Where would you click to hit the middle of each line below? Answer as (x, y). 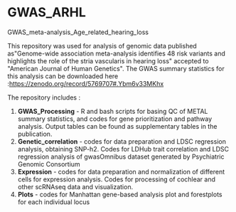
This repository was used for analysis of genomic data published (102, 46)
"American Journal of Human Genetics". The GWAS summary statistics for (116, 68)
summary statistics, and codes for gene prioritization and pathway (115, 119)
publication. (35, 134)
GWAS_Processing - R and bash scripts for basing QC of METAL (113, 111)
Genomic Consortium (49, 164)
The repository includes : (44, 97)
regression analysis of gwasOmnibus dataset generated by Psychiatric (121, 157)
